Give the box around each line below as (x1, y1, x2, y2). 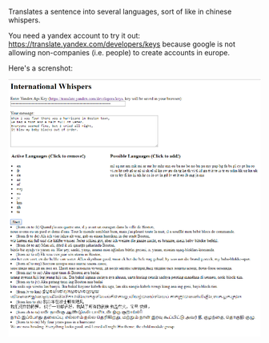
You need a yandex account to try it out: (8, 31, 141, 40)
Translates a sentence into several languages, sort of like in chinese (8, 7, 232, 16)
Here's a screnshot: (8, 63, 74, 73)
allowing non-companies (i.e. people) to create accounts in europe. (8, 48, 231, 57)
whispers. (8, 15, 41, 25)
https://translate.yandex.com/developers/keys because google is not (8, 39, 236, 49)
